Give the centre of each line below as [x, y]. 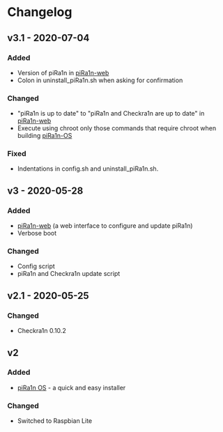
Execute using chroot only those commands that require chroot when [117, 128]
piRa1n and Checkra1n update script [69, 274]
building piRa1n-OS [45, 136]
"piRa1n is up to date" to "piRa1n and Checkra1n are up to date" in [111, 114]
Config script [36, 266]
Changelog [40, 12]
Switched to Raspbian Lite [55, 421]
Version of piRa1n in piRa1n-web [63, 72]
